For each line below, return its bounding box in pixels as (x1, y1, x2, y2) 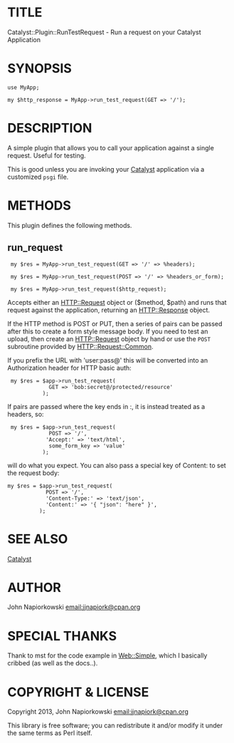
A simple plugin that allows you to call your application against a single (7, 143, 215, 152)
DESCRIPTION (7, 120, 92, 136)
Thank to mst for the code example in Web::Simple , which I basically (7, 651, 208, 660)
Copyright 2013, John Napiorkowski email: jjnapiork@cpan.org (7, 707, 188, 716)
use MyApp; (7, 83, 40, 91)
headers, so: (7, 410, 44, 418)
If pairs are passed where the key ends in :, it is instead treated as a (7, 402, 206, 410)
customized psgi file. (7, 172, 69, 181)
